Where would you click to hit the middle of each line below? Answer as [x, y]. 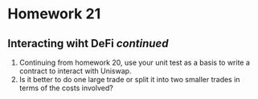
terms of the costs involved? [66, 88]
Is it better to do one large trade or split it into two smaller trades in [129, 79]
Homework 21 [54, 14]
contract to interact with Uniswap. [75, 71]
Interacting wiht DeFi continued [88, 44]
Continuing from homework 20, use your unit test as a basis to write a [135, 62]
